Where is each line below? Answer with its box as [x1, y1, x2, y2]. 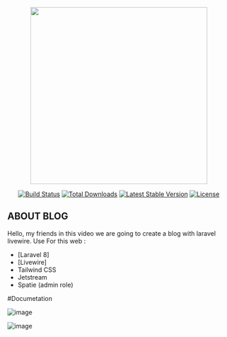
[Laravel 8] [17, 250, 50, 258]
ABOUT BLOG [7, 210, 69, 222]
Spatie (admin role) [17, 280, 74, 289]
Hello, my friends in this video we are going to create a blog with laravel [7, 229, 216, 237]
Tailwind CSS [17, 265, 57, 274]
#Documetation [7, 294, 53, 302]
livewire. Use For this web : [7, 236, 86, 245]
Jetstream [17, 273, 47, 281]
